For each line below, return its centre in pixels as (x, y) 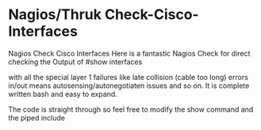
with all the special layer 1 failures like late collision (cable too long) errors (128, 77)
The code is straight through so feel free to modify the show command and (131, 109)
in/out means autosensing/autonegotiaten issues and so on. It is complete (129, 86)
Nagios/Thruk (55, 15)
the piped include (37, 117)
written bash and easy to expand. (63, 94)
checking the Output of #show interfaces (75, 62)
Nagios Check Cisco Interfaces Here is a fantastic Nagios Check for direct (129, 53)
